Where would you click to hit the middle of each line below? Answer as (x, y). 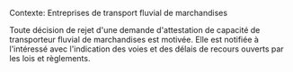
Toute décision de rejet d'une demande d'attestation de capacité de (135, 30)
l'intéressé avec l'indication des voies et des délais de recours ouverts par (147, 49)
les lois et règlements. (50, 58)
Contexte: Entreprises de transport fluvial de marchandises (118, 13)
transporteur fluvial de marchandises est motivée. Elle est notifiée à (134, 40)
